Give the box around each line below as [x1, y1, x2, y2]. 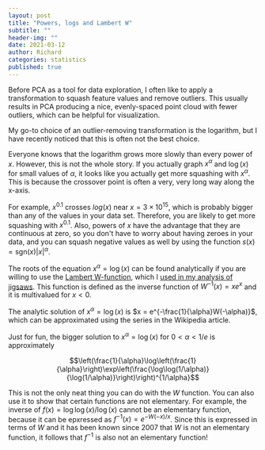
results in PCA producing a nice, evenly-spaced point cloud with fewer [8, 101, 238, 111]
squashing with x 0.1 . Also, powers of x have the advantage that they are [8, 219, 241, 230]
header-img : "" [8, 33, 59, 42]
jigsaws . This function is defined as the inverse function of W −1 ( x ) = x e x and [8, 280, 257, 292]
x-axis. [8, 185, 31, 195]
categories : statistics [8, 56, 87, 64]
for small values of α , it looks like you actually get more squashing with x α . [8, 167, 251, 178]
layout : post [8, 11, 51, 20]
